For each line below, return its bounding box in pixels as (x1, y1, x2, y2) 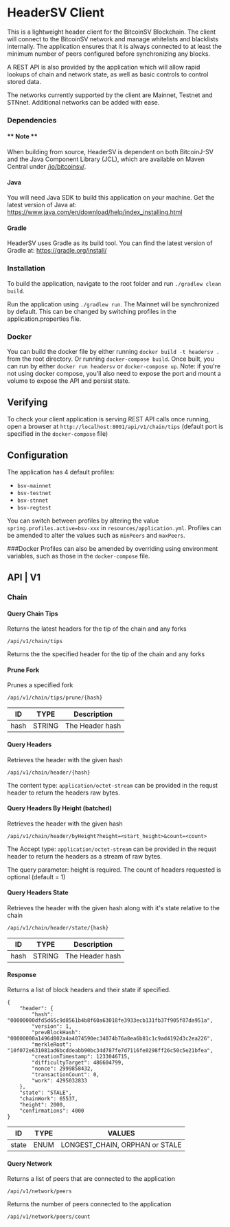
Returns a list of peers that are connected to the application (7, 1175, 176, 1183)
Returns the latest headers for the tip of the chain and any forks (7, 625, 187, 633)
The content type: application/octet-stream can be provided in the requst (7, 781, 218, 789)
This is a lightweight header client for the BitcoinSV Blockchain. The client (7, 28, 216, 36)
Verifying (7, 397, 48, 408)
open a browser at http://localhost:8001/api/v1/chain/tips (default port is (7, 422, 224, 430)
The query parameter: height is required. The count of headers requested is (7, 866, 222, 874)
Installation (7, 264, 46, 273)
